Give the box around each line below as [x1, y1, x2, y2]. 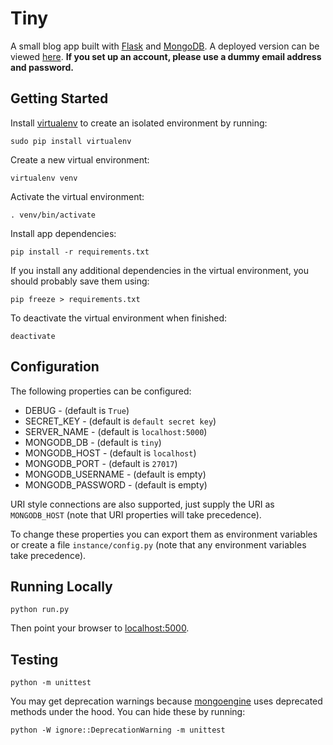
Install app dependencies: [10, 227, 117, 239]
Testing [10, 651, 59, 668]
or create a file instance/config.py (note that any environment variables [10, 538, 307, 551]
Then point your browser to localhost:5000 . [10, 622, 190, 634]
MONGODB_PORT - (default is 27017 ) [24, 457, 178, 469]
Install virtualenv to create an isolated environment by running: [10, 117, 268, 129]
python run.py [10, 605, 70, 615]
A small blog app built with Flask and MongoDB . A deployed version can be [10, 40, 320, 52]
